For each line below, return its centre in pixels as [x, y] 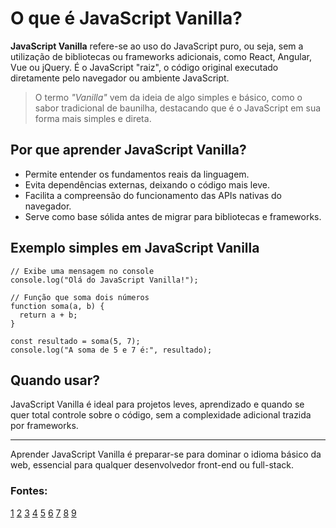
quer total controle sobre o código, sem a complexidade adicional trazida [161, 415]
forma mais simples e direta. [93, 118]
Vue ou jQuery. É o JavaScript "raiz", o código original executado [144, 67]
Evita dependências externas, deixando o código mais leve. [147, 184]
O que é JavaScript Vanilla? [126, 18]
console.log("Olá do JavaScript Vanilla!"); [104, 280]
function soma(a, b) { [57, 306]
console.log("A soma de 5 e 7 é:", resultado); [111, 350]
